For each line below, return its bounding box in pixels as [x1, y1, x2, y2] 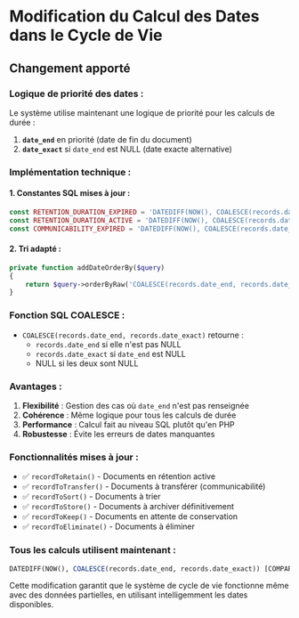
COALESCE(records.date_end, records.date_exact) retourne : [21, 329, 245, 340]
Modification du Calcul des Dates [9, 6, 260, 27]
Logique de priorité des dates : [9, 87, 144, 100]
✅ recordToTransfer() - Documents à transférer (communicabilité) [21, 481, 266, 492]
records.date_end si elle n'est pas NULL [35, 338, 182, 349]
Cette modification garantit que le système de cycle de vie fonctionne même [9, 581, 289, 591]
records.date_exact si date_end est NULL [35, 348, 187, 359]
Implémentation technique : [9, 166, 132, 178]
